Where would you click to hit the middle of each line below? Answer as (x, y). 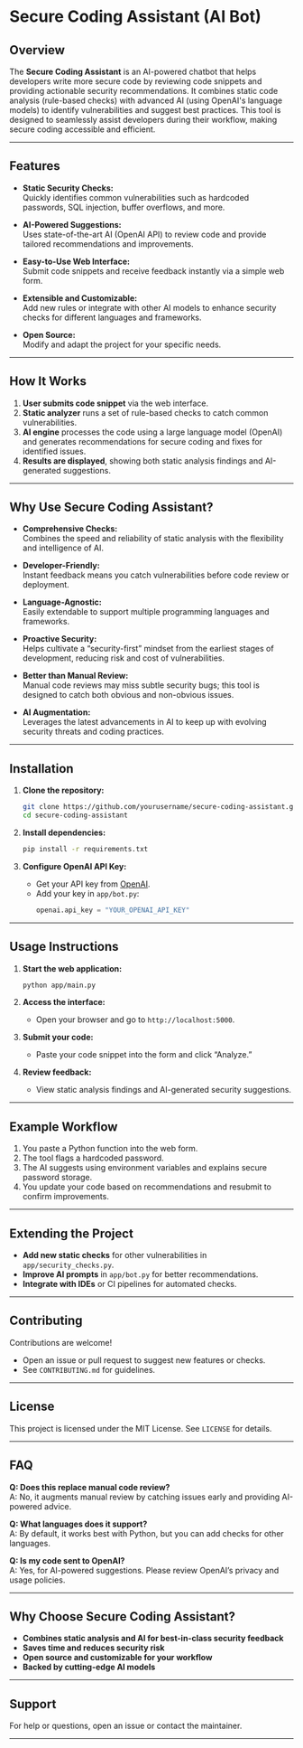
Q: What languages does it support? (78, 1524)
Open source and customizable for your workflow (117, 1658)
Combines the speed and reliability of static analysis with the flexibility (153, 539)
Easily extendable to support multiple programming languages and (146, 612)
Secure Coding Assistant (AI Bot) (135, 17)
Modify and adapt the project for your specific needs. (122, 344)
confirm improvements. (66, 1197)
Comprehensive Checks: (70, 529)
